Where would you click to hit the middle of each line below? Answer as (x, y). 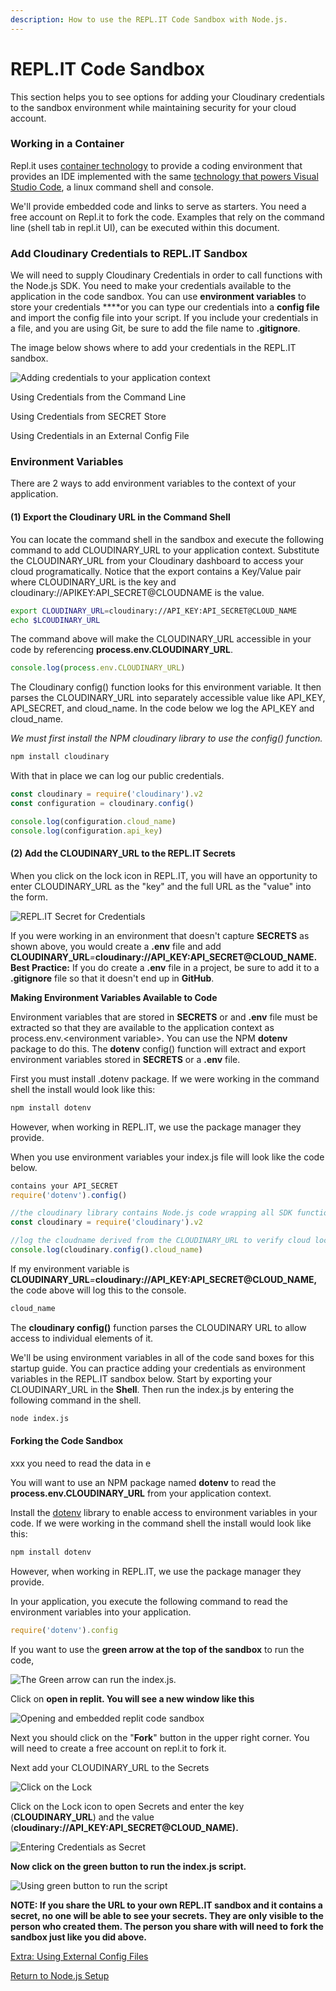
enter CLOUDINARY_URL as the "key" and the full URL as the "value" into (161, 886)
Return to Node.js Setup (60, 1975)
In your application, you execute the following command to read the (149, 1601)
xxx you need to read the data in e (81, 1463)
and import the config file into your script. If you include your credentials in (164, 318)
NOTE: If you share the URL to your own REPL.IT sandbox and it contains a (166, 1905)
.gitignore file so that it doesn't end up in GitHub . (112, 978)
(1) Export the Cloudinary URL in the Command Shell (120, 517)
